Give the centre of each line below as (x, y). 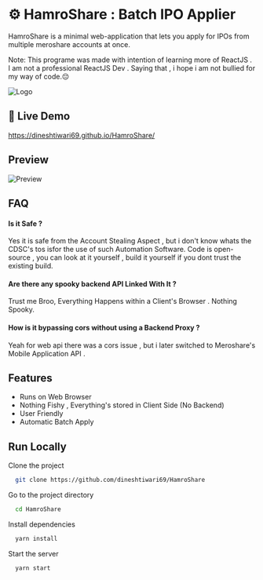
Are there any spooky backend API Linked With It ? (92, 283)
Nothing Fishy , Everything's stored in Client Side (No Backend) (122, 405)
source (20, 257)
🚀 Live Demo (39, 117)
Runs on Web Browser (55, 397)
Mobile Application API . (47, 353)
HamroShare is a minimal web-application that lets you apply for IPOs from (129, 36)
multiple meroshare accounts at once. (69, 44)
